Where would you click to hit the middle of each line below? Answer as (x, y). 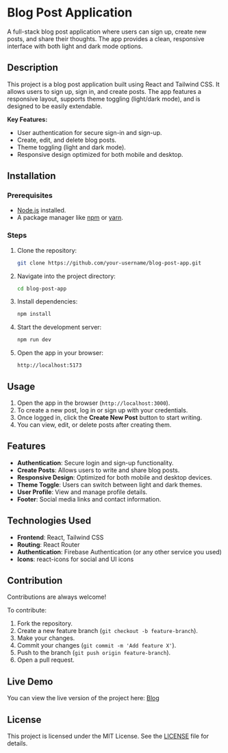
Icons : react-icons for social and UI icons (75, 559)
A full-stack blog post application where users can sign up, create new (107, 32)
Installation (31, 176)
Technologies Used (49, 521)
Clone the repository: (47, 250)
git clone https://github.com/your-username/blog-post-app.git (109, 263)
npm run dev (34, 340)
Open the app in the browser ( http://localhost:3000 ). (93, 403)
